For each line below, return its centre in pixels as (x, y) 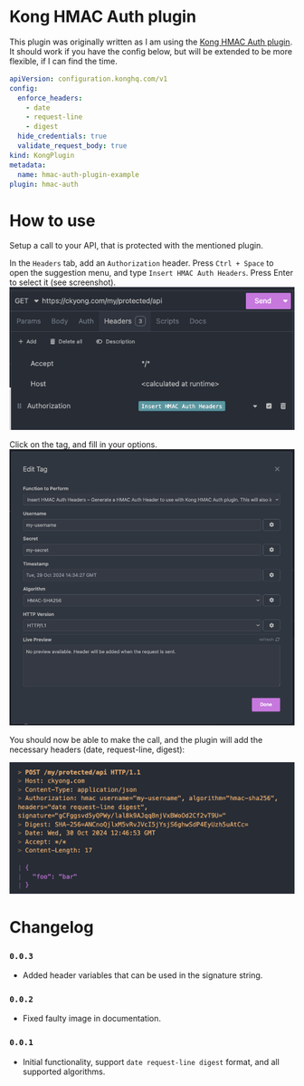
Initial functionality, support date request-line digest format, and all (151, 1062)
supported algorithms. (64, 1071)
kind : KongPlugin (42, 155)
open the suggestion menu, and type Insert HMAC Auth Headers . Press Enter (152, 273)
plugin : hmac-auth (44, 184)
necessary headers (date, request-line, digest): (97, 749)
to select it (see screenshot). (62, 282)
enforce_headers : (50, 98)
